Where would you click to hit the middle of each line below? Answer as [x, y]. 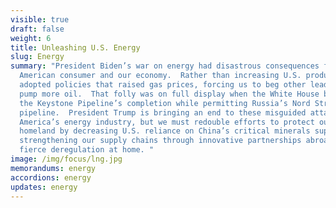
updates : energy [44, 187]
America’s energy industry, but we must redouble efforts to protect [167, 122]
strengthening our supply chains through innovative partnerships [160, 141]
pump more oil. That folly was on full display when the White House [169, 94]
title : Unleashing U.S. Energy [75, 47]
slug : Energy [37, 57]
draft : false [37, 29]
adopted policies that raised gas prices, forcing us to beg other [163, 85]
